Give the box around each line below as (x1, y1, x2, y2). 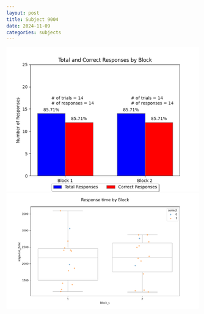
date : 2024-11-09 (6, 23, 51, 29)
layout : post (6, 10, 40, 16)
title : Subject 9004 (6, 16, 59, 23)
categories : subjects (6, 29, 62, 36)
